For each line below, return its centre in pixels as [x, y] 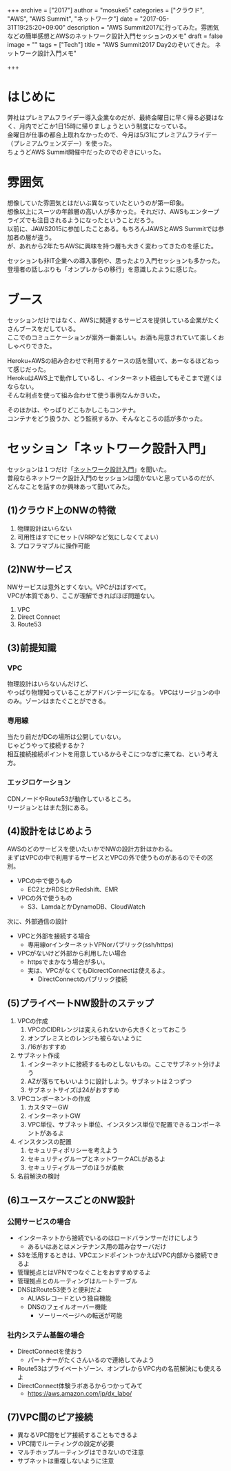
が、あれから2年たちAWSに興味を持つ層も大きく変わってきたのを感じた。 [112, 246]
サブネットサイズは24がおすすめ [73, 1090]
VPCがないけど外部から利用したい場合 [72, 954]
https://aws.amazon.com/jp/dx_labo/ [80, 1394]
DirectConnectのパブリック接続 [82, 979]
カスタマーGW [48, 1107]
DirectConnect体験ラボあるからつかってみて [80, 1386]
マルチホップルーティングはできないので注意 [80, 1452]
